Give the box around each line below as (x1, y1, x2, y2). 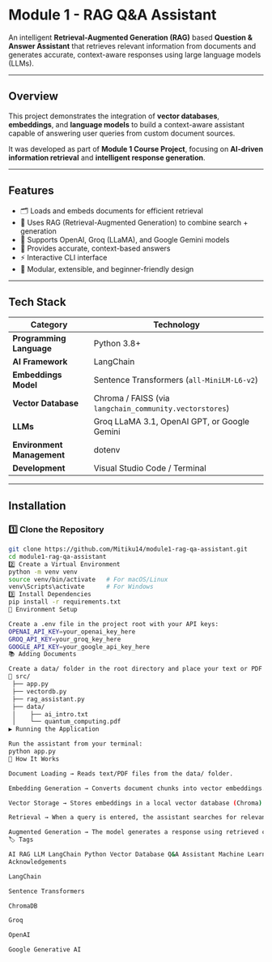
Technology (153, 319, 201, 330)
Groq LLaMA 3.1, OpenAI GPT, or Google (93, 416, 249, 427)
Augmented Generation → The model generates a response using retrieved (8, 828, 259, 836)
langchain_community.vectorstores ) (93, 403, 230, 414)
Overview (8, 89, 59, 103)
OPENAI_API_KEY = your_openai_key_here (8, 627, 136, 636)
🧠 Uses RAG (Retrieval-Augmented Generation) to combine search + (19, 217, 249, 227)
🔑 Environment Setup (8, 606, 79, 614)
